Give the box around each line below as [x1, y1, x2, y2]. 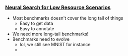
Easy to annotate [19, 26, 55, 32]
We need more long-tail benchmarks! [12, 31, 89, 37]
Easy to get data [19, 20, 54, 26]
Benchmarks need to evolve [12, 36, 70, 42]
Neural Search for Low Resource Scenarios [5, 4, 111, 11]
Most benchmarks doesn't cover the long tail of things [12, 15, 124, 21]
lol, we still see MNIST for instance [19, 42, 91, 48]
